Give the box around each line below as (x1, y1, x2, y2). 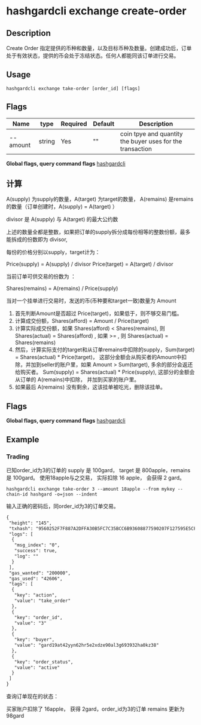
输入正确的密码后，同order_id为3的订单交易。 (6, 502, 119, 509)
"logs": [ (8, 531, 33, 537)
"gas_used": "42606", (8, 576, 63, 582)
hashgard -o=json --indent (30, 491, 98, 497)
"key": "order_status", (14, 659, 74, 665)
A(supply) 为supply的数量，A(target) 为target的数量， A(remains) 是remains (6, 195, 194, 203)
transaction (120, 145, 153, 153)
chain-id (6, 491, 28, 497)
